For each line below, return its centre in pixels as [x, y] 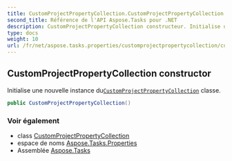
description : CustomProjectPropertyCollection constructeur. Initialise [114, 26]
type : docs [23, 33]
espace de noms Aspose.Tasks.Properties [77, 143]
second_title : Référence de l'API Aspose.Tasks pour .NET [92, 20]
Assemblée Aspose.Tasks [54, 150]
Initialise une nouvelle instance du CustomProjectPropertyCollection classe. [114, 90]
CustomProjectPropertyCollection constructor [109, 74]
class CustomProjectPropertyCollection [73, 135]
